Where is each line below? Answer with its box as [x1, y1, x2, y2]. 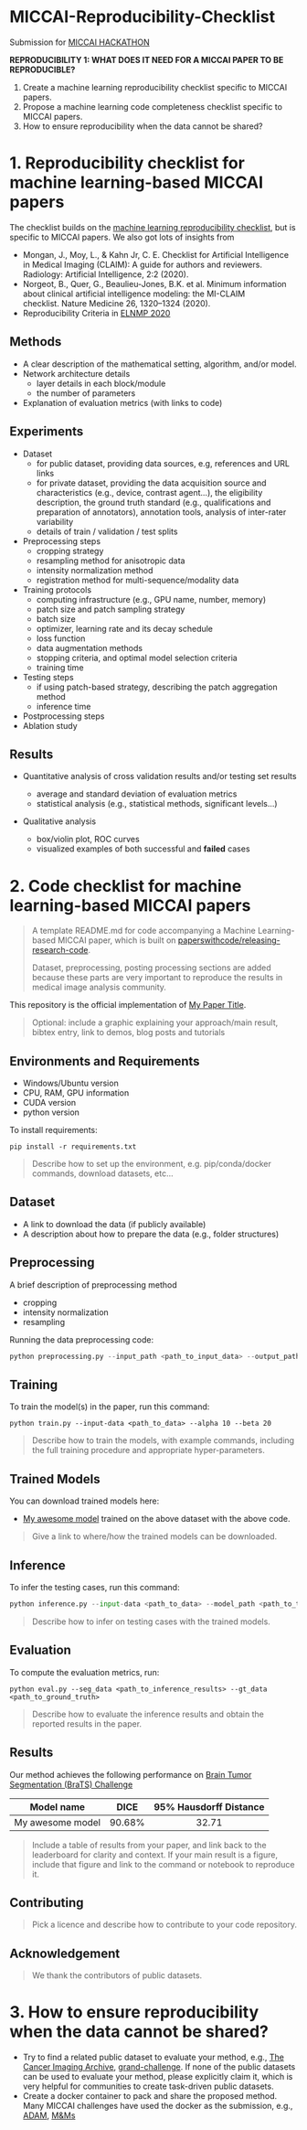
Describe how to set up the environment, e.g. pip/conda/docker [31, 1159, 272, 1170]
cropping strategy [36, 545, 104, 556]
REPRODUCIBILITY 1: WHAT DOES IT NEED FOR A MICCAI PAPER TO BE [9, 54, 284, 65]
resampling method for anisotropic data [36, 555, 185, 566]
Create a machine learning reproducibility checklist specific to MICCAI [22, 81, 288, 92]
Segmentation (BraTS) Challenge [9, 1779, 133, 1790]
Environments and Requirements [9, 1054, 200, 1069]
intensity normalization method [36, 564, 153, 575]
